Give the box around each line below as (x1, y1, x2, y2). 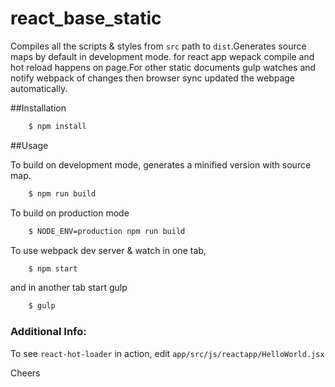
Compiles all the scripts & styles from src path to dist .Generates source (10, 40, 307, 52)
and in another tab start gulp (10, 282, 128, 294)
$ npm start (28, 263, 78, 274)
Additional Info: (10, 325, 87, 339)
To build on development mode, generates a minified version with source (10, 158, 312, 171)
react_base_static (10, 7, 162, 30)
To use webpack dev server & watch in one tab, (10, 244, 207, 256)
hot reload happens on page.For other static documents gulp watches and (10, 61, 317, 73)
